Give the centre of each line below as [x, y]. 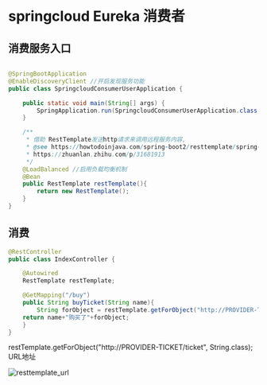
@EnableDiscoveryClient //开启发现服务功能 [77, 81]
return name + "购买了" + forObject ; [76, 317]
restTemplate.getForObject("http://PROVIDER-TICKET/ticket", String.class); [131, 348]
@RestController [35, 251]
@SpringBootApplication [48, 74]
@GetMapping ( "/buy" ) [56, 295]
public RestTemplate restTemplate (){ [85, 184]
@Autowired [41, 274]
